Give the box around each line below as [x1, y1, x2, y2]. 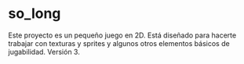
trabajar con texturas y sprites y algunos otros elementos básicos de [8, 38, 230, 48]
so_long [8, 5, 61, 23]
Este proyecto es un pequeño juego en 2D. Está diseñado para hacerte [8, 30, 237, 40]
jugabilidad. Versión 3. [8, 47, 80, 56]
